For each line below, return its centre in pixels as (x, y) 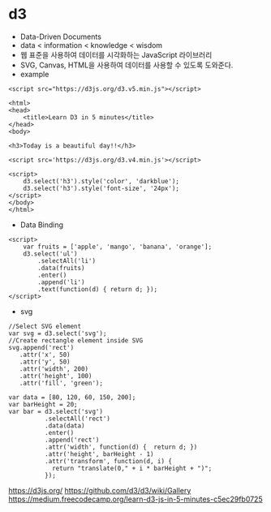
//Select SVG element (45, 326)
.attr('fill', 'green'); (61, 383)
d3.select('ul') (51, 254)
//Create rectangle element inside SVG (76, 340)
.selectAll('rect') (77, 419)
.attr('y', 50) (45, 362)
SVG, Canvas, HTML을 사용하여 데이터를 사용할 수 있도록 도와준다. (127, 65)
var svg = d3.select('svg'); (58, 333)
